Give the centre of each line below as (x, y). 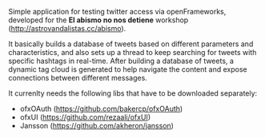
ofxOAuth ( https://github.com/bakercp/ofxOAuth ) (101, 108)
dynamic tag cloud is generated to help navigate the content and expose (128, 69)
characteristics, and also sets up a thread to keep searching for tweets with (132, 52)
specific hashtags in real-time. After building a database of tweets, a (121, 61)
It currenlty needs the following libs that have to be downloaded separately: (133, 93)
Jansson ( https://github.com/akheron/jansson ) (97, 126)
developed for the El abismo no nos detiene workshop (98, 20)
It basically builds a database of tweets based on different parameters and (131, 44)
